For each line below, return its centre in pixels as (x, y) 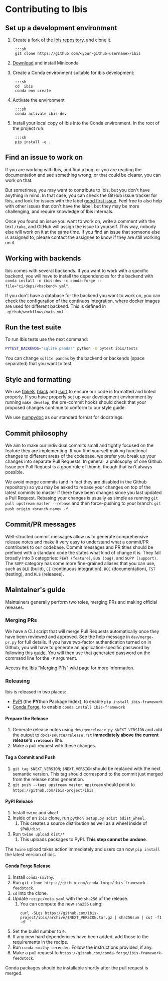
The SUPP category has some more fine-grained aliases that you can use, (80, 563)
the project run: (28, 128)
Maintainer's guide (35, 590)
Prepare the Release (27, 718)
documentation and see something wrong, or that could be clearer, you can (83, 175)
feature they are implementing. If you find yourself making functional (76, 450)
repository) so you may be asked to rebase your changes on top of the (78, 487)
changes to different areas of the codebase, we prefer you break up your (80, 456)
